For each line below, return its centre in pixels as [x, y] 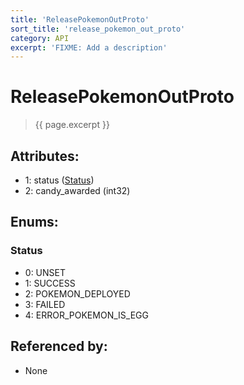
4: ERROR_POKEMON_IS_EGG [86, 315]
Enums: [34, 222]
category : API [40, 38]
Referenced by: [59, 346]
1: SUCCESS [50, 283]
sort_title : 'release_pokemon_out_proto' [98, 29]
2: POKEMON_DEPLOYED [77, 293]
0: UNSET [45, 272]
